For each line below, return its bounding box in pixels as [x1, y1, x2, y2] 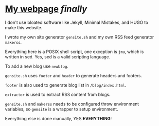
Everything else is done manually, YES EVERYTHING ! [5, 115, 112, 121]
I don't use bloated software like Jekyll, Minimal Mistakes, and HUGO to [5, 19, 148, 25]
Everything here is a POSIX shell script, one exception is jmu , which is [5, 49, 144, 54]
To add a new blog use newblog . [5, 63, 69, 69]
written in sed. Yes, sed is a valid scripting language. [5, 54, 110, 59]
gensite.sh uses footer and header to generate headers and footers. [5, 72, 142, 78]
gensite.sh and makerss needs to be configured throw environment [5, 101, 139, 107]
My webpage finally [5, 3, 88, 15]
